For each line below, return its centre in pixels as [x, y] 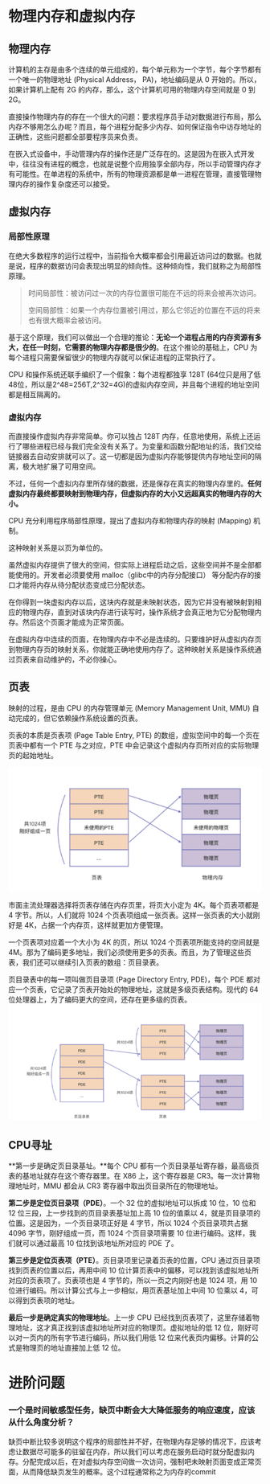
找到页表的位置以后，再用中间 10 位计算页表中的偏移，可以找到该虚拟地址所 [134, 1270]
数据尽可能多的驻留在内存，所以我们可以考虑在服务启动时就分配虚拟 [135, 1451]
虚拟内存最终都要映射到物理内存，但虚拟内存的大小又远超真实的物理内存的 [131, 493]
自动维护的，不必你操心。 [78, 659]
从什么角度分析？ [41, 1422]
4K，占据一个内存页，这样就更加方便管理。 [96, 925]
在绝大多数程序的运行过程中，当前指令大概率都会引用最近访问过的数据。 [128, 256]
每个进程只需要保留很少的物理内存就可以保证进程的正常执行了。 [114, 357]
